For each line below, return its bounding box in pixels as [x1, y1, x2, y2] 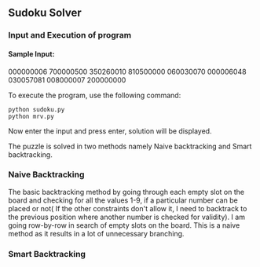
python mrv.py [8, 112, 55, 120]
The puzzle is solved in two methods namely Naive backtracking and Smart [8, 141, 252, 151]
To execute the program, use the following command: [8, 90, 181, 100]
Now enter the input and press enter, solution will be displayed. [8, 126, 212, 136]
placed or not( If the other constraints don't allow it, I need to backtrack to [8, 203, 247, 213]
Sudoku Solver [8, 6, 82, 20]
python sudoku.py [8, 105, 65, 113]
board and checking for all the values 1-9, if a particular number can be [8, 196, 238, 205]
